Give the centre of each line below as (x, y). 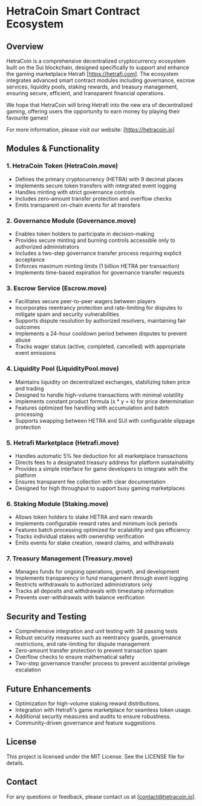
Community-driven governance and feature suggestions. (86, 723)
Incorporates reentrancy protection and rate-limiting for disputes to (99, 308)
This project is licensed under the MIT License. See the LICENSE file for (96, 756)
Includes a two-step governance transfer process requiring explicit (98, 253)
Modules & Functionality (53, 149)
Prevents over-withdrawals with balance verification (80, 597)
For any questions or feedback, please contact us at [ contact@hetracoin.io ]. (101, 796)
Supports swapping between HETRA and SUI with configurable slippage (105, 420)
